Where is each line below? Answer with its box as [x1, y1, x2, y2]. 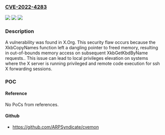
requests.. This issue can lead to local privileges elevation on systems [5, 55, 148, 61]
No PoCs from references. [5, 101, 59, 108]
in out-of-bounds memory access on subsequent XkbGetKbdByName [5, 50, 148, 56]
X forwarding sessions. [5, 66, 52, 72]
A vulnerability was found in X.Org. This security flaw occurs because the [5, 39, 156, 45]
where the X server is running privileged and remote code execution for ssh [5, 60, 160, 66]
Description [5, 28, 34, 35]
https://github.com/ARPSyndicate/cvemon [12, 124, 99, 130]
